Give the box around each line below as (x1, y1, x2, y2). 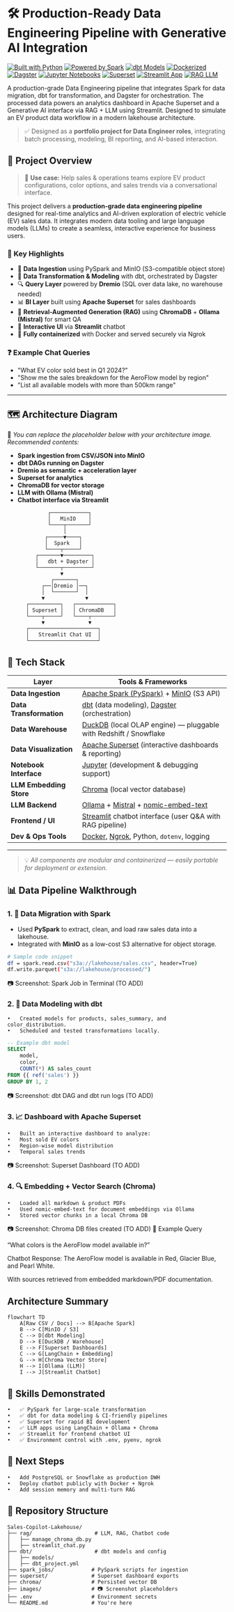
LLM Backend (10, 800, 57, 809)
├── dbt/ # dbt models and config (7, 1548, 167, 1555)
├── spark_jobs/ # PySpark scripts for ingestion (7, 1566, 189, 1573)
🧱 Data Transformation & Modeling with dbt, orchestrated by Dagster (17, 272, 218, 281)
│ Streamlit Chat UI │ (25, 631, 101, 638)
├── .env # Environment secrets (7, 1593, 157, 1600)
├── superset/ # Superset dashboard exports (7, 1572, 179, 1579)
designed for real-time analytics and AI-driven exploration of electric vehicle (7, 209, 226, 217)
